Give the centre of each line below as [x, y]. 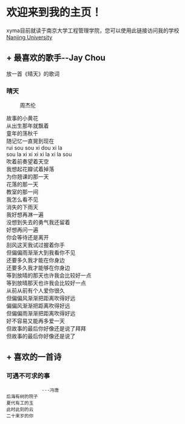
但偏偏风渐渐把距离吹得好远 [41, 298]
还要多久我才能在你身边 [35, 260]
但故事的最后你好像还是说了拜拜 [46, 329]
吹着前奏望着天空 [28, 162]
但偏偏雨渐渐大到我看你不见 [41, 253]
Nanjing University [29, 37]
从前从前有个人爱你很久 [35, 291]
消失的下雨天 [22, 207]
